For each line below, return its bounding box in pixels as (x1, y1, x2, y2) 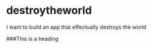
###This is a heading (6, 35, 59, 42)
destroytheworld (6, 4, 92, 17)
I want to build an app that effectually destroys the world (6, 23, 147, 31)
